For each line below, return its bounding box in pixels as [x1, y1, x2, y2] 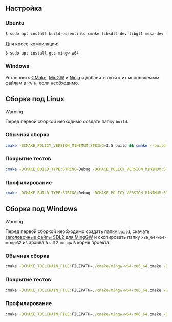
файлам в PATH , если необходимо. [5, 80, 79, 86]
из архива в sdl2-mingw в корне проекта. [23, 239, 111, 245]
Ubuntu [5, 20, 25, 27]
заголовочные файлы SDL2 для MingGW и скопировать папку [5, 234, 140, 240]
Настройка [5, 4, 42, 13]
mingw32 [5, 240, 22, 245]
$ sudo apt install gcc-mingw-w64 [5, 50, 79, 56]
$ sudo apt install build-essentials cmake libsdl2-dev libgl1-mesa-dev [5, 31, 164, 37]
